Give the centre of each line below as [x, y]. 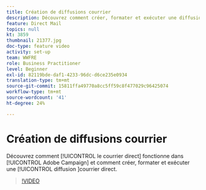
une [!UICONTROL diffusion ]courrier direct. [62, 169]
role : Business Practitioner [44, 63]
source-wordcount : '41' [37, 97]
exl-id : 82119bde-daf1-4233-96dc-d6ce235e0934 [67, 75]
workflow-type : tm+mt [34, 92]
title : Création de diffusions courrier [59, 12]
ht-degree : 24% [26, 103]
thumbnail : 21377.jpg [34, 40]
